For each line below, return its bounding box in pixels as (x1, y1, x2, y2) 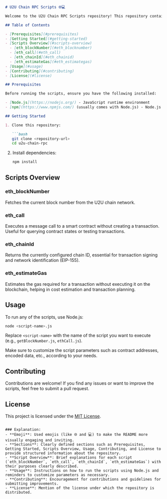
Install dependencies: (12, 150, 57, 156)
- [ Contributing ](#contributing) (5, 69, 75, 74)
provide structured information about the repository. (5, 451, 121, 456)
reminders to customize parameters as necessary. (5, 473, 110, 478)
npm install (12, 160, 37, 165)
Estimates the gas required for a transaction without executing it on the (5, 281, 151, 287)
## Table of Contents (5, 22, 50, 27)
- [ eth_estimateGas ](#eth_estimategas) (9, 59, 92, 64)
